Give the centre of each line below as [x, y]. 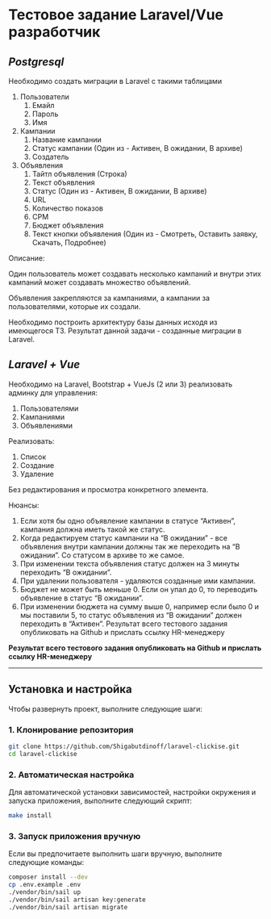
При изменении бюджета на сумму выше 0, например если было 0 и [140, 606]
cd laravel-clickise [43, 754]
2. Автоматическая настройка [71, 775]
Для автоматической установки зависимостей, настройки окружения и [132, 792]
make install [30, 815]
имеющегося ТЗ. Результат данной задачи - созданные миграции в [125, 331]
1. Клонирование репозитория [71, 729]
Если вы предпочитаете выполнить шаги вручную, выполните [115, 854]
